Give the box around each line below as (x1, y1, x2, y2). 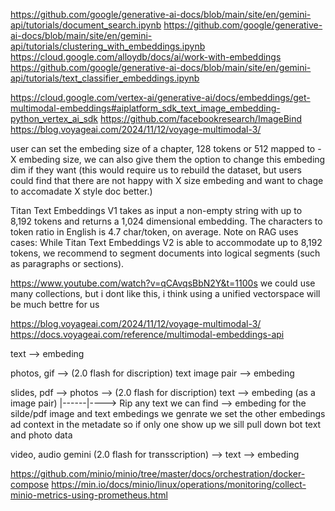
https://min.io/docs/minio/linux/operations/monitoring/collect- (51, 479, 307, 490)
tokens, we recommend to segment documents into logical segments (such (10, 247, 321, 259)
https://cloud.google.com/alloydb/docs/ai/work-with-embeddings (10, 51, 282, 63)
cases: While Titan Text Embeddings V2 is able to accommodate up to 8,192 (10, 237, 323, 248)
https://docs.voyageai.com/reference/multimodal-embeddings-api (10, 329, 285, 340)
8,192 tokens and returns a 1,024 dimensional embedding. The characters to (10, 215, 323, 227)
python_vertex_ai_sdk (10, 113, 99, 124)
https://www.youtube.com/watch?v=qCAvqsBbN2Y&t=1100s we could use (10, 277, 316, 289)
